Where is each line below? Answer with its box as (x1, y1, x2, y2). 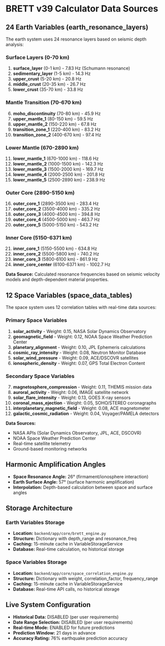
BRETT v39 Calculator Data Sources (5, 3, 158, 14)
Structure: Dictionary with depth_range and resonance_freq (12, 535, 137, 541)
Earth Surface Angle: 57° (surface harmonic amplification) (12, 478, 134, 485)
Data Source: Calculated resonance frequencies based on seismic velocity (5, 271, 160, 277)
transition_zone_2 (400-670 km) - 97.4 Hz (12, 131, 101, 137)
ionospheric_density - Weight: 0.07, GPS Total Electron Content (12, 360, 145, 366)
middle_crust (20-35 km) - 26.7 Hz (12, 81, 86, 87)
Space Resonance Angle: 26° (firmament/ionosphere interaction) (12, 473, 149, 479)
